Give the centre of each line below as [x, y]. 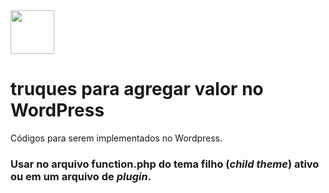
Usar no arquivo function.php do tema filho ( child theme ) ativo [165, 164]
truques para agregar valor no [137, 89]
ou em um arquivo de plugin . [81, 176]
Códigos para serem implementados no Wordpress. [116, 138]
